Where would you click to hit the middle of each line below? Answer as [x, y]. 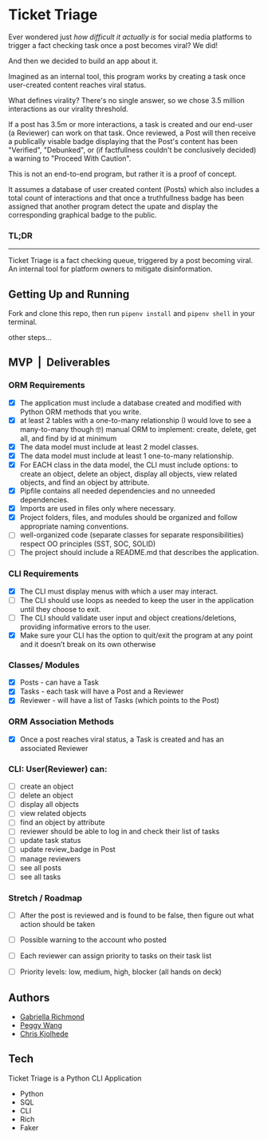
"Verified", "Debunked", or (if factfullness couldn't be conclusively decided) [132, 150]
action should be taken [57, 925]
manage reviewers [50, 858]
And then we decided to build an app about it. [83, 61]
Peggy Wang [41, 1025]
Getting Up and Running [69, 294]
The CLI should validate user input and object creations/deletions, [128, 617]
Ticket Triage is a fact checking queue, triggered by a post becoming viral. [131, 261]
